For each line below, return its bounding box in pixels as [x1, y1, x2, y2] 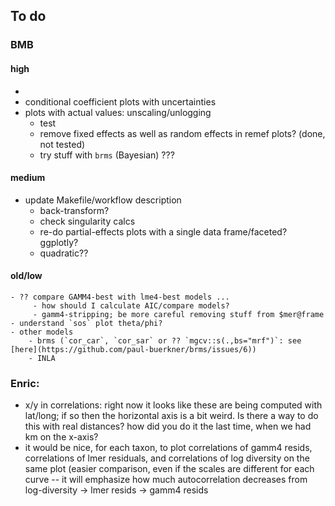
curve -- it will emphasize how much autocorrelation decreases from [24, 474, 308, 486]
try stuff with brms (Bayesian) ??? [39, 149, 175, 161]
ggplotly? [39, 236, 79, 248]
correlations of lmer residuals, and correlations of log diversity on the [24, 452, 310, 464]
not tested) [39, 138, 86, 150]
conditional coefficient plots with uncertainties [24, 95, 217, 108]
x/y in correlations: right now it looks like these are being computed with [24, 399, 323, 411]
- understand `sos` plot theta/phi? [10, 318, 163, 328]
